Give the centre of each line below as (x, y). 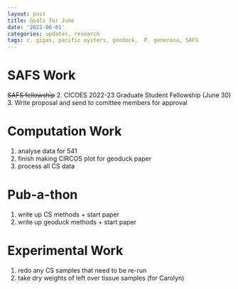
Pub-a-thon (43, 195)
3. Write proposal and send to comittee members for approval (98, 103)
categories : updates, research (54, 34)
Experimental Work (65, 251)
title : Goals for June (41, 21)
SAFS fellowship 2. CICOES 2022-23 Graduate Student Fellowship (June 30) (119, 95)
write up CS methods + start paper (68, 214)
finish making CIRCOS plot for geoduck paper (84, 158)
